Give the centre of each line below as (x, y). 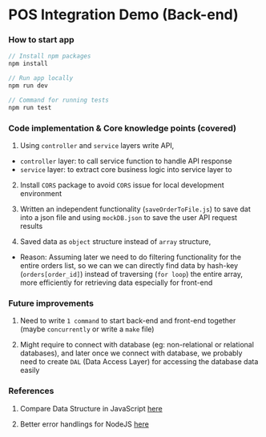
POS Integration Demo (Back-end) (123, 15)
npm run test (30, 107)
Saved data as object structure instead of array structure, (115, 242)
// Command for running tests (59, 100)
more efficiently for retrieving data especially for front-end (116, 283)
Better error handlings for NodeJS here (85, 424)
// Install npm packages (50, 56)
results (31, 227)
